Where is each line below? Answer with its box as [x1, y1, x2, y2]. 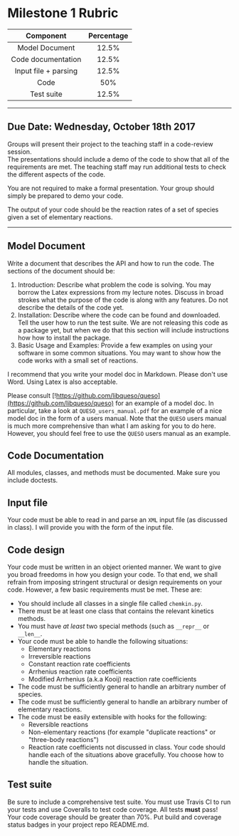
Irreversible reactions [28, 652, 91, 660]
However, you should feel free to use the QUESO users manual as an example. [7, 429, 231, 437]
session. [7, 147, 32, 156]
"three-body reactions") [28, 736, 100, 743]
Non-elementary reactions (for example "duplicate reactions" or [28, 728, 216, 736]
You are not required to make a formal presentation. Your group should [7, 184, 215, 192]
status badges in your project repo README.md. [7, 820, 149, 829]
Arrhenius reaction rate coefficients [28, 667, 133, 676]
